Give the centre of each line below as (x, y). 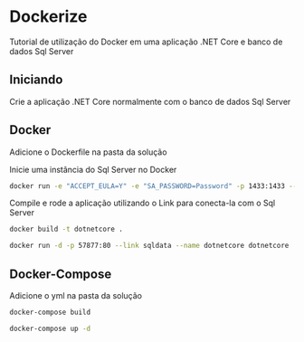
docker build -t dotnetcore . (66, 229)
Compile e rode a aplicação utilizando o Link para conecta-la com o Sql (142, 203)
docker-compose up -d (50, 328)
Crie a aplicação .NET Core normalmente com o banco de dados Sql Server (150, 101)
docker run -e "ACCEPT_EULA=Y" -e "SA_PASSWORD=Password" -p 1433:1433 (147, 186)
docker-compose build (50, 312)
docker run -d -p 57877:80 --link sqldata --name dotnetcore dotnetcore (149, 246)
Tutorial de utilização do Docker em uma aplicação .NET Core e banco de (146, 42)
